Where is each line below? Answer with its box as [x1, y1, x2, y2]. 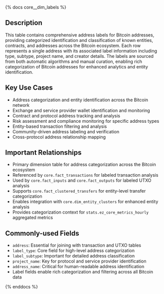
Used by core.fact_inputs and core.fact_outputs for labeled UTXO [12, 177, 152, 184]
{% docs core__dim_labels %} [5, 4, 66, 10]
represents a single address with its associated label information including [5, 47, 158, 54]
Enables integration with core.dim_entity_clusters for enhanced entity [12, 199, 159, 205]
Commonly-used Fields [5, 229, 80, 238]
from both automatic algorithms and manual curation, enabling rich [5, 58, 143, 64]
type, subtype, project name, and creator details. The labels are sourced [5, 53, 154, 59]
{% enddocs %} [5, 284, 38, 290]
